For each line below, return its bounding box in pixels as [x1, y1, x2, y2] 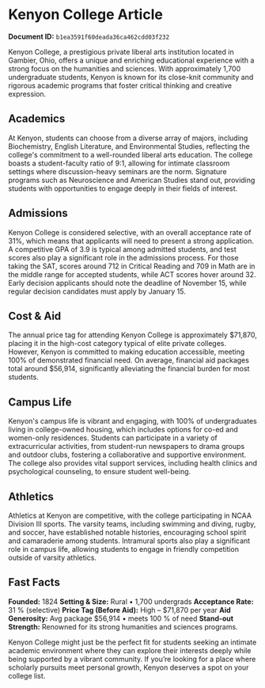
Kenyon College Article [8, 6, 164, 24]
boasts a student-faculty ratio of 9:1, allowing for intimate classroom [8, 158, 230, 168]
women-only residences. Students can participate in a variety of [8, 433, 218, 443]
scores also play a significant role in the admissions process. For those [8, 253, 239, 262]
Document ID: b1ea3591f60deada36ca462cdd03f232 [8, 32, 170, 41]
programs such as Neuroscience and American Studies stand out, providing [8, 175, 256, 184]
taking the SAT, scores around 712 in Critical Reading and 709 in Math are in [8, 261, 256, 271]
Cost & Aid [8, 309, 62, 322]
